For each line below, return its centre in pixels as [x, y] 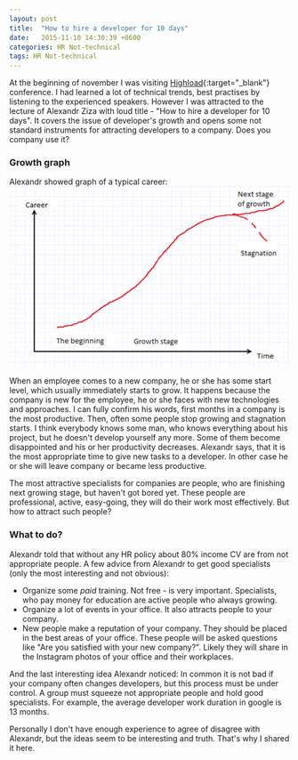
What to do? [36, 535]
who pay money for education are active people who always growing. [149, 600]
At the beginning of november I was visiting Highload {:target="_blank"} [140, 83]
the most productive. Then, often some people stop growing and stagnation [148, 419]
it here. [22, 748]
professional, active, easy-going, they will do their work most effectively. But [149, 502]
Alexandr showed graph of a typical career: [89, 182]
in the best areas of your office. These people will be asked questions [150, 637]
